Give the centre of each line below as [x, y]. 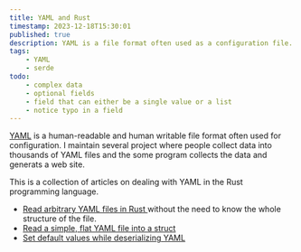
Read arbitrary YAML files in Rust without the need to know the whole [152, 210]
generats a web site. [47, 164]
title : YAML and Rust [50, 18]
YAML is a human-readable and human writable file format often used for [146, 135]
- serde [40, 69]
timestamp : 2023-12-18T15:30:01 [70, 26]
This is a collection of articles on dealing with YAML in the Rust [127, 182]
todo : [19, 77]
